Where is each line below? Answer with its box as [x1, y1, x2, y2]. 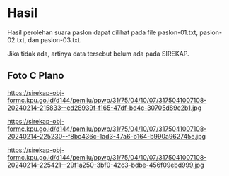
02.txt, [7, 35, 27, 44]
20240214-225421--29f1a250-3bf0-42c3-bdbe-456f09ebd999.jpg [7, 161, 204, 169]
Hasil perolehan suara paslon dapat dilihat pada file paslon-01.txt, [7, 28, 199, 37]
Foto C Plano [7, 70, 64, 82]
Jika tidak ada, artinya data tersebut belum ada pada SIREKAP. [7, 49, 189, 58]
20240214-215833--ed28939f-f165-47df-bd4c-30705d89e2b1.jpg [7, 103, 202, 112]
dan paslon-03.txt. [28, 35, 82, 44]
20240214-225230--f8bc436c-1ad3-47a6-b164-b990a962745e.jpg [7, 132, 206, 140]
